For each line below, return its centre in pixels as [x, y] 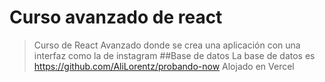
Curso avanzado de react [116, 17]
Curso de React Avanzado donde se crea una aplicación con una [167, 45]
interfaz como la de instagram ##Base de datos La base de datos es [174, 55]
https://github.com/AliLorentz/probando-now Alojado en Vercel [164, 66]
